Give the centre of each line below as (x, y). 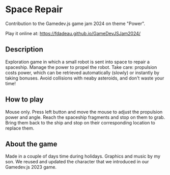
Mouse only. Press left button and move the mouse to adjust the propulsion (84, 112)
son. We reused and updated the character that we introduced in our (77, 162)
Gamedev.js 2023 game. (31, 167)
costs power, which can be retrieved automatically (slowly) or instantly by (82, 72)
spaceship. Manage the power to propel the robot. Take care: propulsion (81, 67)
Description (24, 49)
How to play (24, 100)
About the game (31, 144)
